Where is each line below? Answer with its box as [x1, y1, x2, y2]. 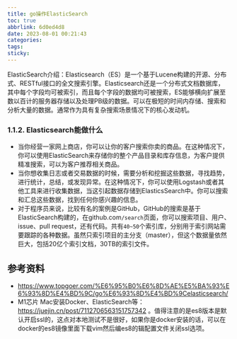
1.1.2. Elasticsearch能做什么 [7, 125, 103, 134]
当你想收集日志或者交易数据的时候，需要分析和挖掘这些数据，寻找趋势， [17, 169, 229, 178]
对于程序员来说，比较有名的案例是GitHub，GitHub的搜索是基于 [17, 205, 202, 213]
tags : [7, 43, 23, 50]
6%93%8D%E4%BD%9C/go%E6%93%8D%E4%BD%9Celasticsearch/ [17, 289, 229, 297]
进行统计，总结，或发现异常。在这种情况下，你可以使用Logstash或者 [17, 178, 219, 186]
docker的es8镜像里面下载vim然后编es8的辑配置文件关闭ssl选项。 [17, 323, 209, 333]
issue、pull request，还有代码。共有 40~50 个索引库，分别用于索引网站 [17, 222, 220, 231]
